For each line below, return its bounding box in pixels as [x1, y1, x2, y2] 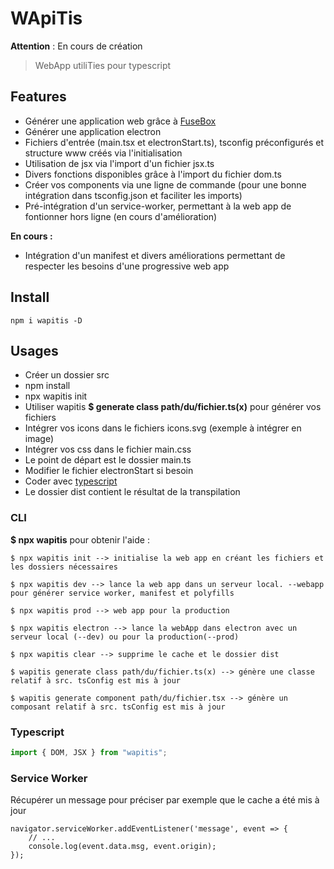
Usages [10, 342, 59, 359]
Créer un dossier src [24, 369, 110, 381]
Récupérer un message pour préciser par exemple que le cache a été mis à [10, 794, 320, 806]
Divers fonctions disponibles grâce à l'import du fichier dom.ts [24, 168, 282, 180]
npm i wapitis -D [10, 315, 83, 326]
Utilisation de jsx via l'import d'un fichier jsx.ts [24, 157, 215, 169]
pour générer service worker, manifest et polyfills [10, 588, 235, 598]
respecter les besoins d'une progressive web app [24, 260, 230, 272]
